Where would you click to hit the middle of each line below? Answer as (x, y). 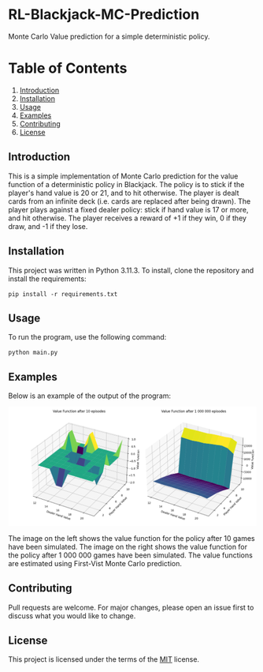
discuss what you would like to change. (72, 616)
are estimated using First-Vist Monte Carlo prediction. (95, 563)
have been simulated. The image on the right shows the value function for (128, 546)
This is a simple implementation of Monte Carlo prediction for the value (123, 176)
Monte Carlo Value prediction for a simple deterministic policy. (109, 36)
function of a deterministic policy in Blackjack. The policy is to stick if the (126, 184)
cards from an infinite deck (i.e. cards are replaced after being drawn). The (130, 201)
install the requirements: (47, 279)
